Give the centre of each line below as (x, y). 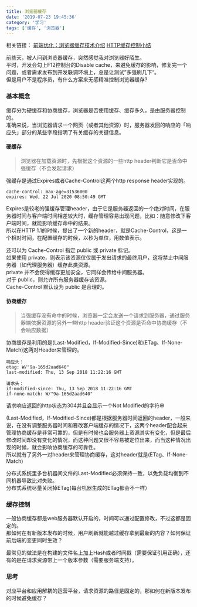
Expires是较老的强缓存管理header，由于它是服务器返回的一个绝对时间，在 (96, 208)
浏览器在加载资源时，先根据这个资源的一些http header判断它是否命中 (104, 161)
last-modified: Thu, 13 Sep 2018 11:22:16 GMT (64, 372)
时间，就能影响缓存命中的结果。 (55, 223)
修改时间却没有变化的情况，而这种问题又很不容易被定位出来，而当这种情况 (96, 439)
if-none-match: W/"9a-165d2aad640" (50, 394)
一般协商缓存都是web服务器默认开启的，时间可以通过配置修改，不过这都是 (96, 519)
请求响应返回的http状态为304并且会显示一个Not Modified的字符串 (86, 405)
